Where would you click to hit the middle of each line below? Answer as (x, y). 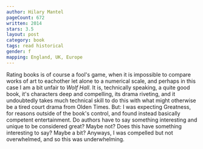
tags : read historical (35, 46)
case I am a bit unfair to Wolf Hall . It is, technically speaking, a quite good (98, 87)
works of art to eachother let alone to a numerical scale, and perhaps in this (101, 81)
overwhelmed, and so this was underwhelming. (65, 139)
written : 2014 (24, 23)
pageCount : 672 (26, 18)
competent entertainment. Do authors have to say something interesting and (102, 120)
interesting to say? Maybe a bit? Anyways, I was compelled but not (90, 133)
